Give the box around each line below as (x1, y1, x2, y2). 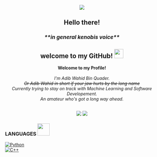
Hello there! (63, 19, 100, 27)
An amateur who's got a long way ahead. (40, 96, 124, 102)
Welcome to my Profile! (58, 65, 106, 71)
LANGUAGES (5, 131, 37, 137)
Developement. (66, 91, 98, 97)
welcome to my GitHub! (40, 52, 113, 60)
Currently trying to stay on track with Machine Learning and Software (12, 85, 152, 91)
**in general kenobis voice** (44, 33, 119, 40)
